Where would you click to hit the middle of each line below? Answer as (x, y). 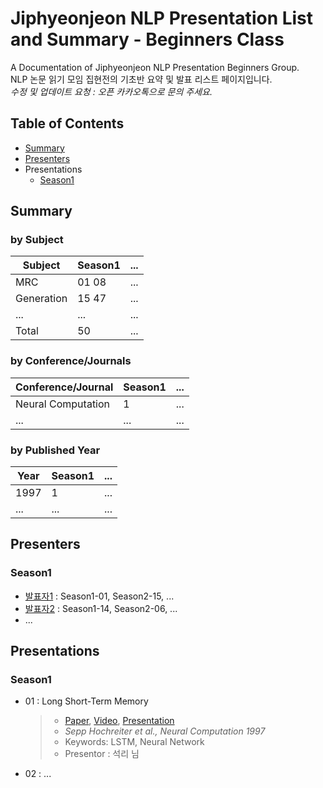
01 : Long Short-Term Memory (86, 701)
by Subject (37, 240)
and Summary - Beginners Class (147, 39)
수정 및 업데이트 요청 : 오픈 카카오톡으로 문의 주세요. (111, 91)
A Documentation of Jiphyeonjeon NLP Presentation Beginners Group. (155, 67)
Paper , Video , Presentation (119, 721)
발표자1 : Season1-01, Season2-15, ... (99, 596)
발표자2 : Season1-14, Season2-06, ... (101, 608)
